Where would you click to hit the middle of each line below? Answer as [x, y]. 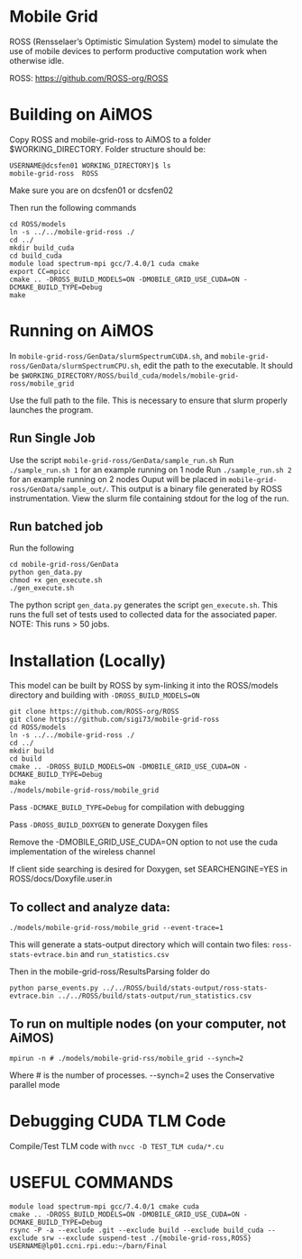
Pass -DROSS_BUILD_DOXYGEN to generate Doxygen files [109, 825]
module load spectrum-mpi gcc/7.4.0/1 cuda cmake [105, 263]
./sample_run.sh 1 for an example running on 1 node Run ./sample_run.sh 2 [151, 470]
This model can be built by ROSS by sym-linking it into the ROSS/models [144, 686]
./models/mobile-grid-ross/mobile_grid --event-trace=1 [116, 928]
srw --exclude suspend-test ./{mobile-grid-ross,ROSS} [147, 1238]
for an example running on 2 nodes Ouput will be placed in [118, 479]
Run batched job [56, 527]
